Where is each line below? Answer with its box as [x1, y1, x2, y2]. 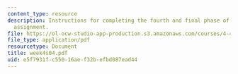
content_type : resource [7, 10, 78, 18]
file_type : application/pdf [7, 37, 91, 44]
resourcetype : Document [7, 43, 78, 50]
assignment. [13, 23, 50, 30]
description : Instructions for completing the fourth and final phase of [7, 17, 230, 24]
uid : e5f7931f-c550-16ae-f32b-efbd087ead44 [7, 56, 138, 63]
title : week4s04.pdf [7, 50, 69, 57]
